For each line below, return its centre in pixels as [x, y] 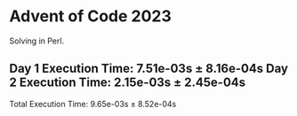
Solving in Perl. [37, 41]
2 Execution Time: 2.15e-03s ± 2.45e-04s [128, 83]
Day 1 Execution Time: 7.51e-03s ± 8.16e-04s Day [149, 69]
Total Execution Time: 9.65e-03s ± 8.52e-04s [93, 104]
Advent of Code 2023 [90, 16]
